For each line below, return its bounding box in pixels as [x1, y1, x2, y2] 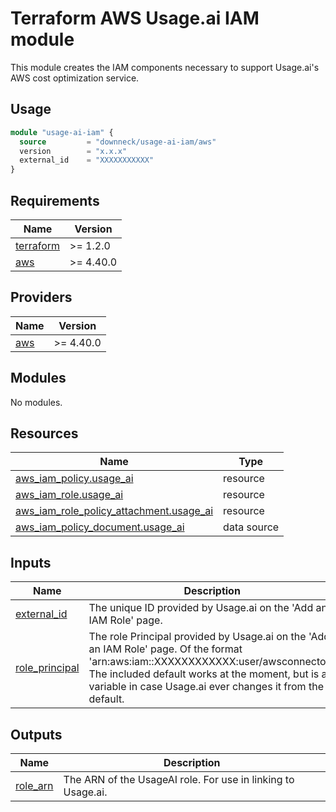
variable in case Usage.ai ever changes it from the [88, 680, 324, 694]
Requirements [10, 192, 100, 209]
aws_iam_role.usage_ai [15, 488, 124, 502]
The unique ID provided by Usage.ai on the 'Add [88, 601, 314, 615]
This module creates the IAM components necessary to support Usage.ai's [10, 61, 320, 73]
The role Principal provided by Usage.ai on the [88, 630, 307, 644]
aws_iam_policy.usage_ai [15, 472, 134, 486]
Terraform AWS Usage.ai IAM [10, 7, 260, 30]
